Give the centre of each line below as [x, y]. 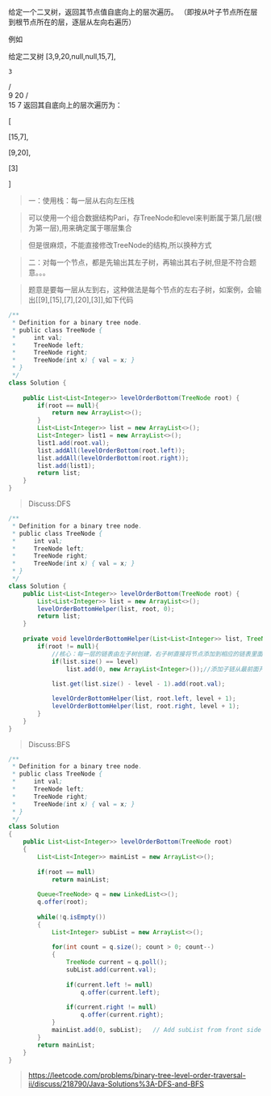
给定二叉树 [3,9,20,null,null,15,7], [62, 56]
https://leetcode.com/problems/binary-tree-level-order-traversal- [137, 1076]
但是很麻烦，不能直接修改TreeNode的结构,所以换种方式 [120, 245]
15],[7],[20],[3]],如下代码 [93, 299]
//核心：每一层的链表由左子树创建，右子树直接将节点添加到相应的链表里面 [157, 654]
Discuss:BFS [49, 744]
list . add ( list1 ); [66, 465]
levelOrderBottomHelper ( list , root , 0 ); [106, 609]
